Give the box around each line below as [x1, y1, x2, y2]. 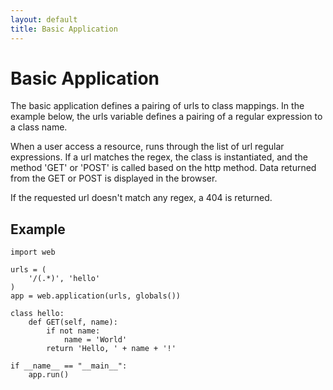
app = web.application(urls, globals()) [10, 291, 182, 301]
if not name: [46, 326, 101, 336]
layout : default [10, 14, 78, 25]
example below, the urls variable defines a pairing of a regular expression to [10, 111, 323, 123]
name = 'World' [63, 335, 128, 345]
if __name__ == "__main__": [10, 361, 128, 371]
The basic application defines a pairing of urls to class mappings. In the [10, 100, 305, 112]
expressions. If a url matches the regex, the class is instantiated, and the [10, 151, 308, 163]
